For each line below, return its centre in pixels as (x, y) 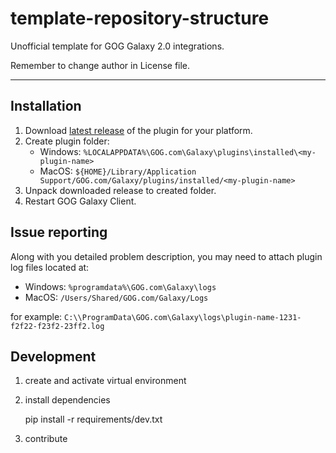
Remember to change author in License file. (100, 65)
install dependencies (67, 400)
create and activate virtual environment (105, 381)
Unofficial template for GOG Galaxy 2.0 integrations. (117, 46)
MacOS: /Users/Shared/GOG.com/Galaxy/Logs (116, 297)
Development (53, 356)
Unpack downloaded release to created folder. (120, 190)
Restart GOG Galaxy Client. (80, 201)
